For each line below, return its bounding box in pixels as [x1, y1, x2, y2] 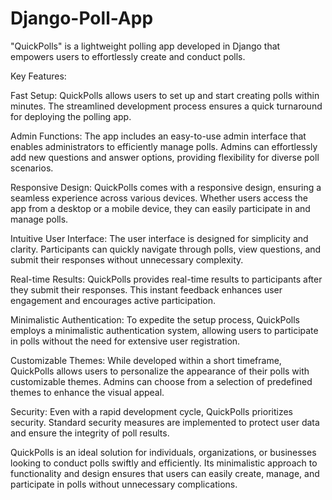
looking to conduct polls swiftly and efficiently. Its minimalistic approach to [10, 457, 318, 469]
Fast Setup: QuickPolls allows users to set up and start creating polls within [10, 89, 320, 101]
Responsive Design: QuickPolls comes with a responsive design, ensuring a [10, 181, 322, 193]
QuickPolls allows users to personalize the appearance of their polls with [10, 365, 310, 377]
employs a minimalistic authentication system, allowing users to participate [10, 324, 319, 336]
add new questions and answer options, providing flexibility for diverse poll [10, 151, 320, 163]
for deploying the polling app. [10, 110, 132, 122]
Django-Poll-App [10, 7, 154, 30]
